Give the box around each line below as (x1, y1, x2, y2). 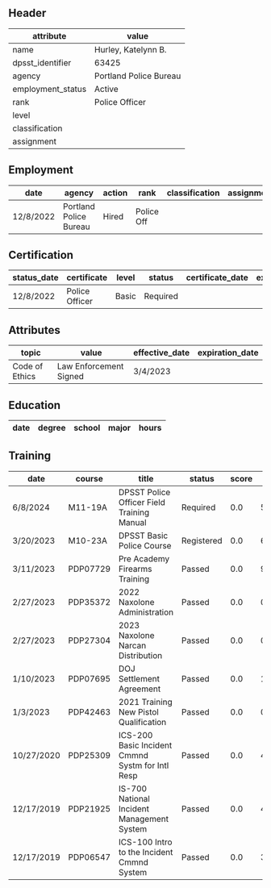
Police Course (118, 540, 172, 551)
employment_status (12, 83, 87, 94)
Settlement (118, 673, 160, 684)
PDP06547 (68, 851, 111, 862)
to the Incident (118, 846, 173, 857)
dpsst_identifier (12, 56, 72, 68)
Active (94, 83, 119, 94)
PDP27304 (68, 635, 111, 646)
